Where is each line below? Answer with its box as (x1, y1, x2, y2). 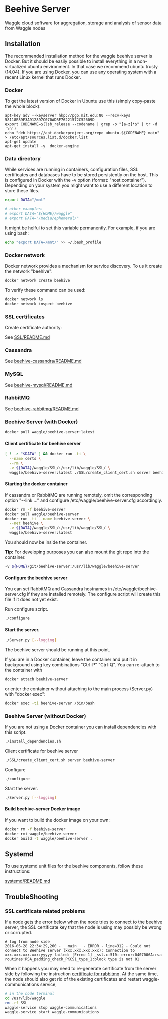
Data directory (5, 155, 41, 162)
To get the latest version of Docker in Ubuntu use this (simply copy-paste (5, 98, 156, 104)
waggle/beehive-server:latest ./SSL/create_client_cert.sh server (9, 470, 151, 475)
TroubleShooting (5, 892, 59, 901)
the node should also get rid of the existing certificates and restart (5, 976, 141, 982)
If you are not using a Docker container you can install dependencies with (5, 724, 157, 730)
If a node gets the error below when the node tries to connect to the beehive (5, 919, 163, 925)
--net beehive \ (9, 521, 43, 526)
